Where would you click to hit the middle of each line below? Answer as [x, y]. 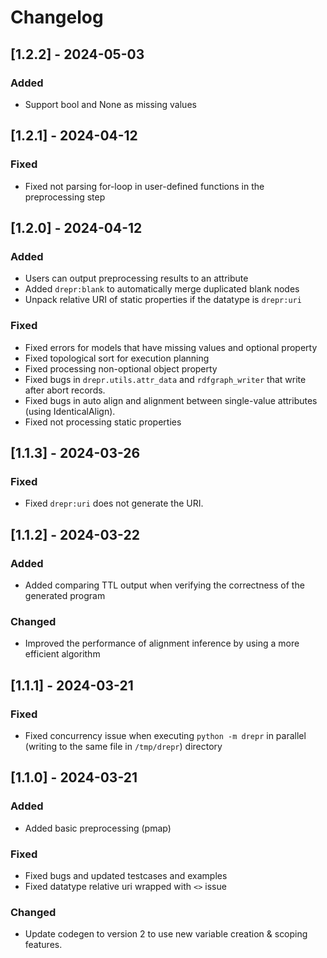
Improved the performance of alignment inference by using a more [162, 643]
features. [43, 945]
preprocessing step [65, 197]
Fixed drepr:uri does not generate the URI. [114, 503]
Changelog [57, 17]
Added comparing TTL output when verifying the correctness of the [164, 585]
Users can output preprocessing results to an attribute [136, 278]
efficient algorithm [62, 654]
